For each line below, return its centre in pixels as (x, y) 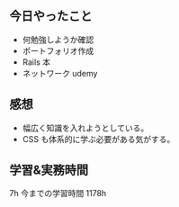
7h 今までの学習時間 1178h (58, 193)
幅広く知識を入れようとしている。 (85, 128)
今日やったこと (51, 16)
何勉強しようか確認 (58, 40)
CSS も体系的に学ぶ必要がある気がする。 (98, 139)
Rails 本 (36, 62)
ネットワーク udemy (60, 73)
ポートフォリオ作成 (58, 50)
